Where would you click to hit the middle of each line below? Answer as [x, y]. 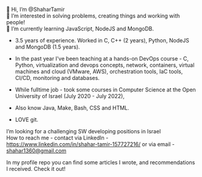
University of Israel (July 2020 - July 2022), [70, 96]
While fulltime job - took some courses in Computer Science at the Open [106, 90]
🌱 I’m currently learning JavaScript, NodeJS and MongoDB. [80, 28]
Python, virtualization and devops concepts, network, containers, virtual [105, 65]
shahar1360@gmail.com [36, 151]
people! [16, 22]
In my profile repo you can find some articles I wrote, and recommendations [101, 162]
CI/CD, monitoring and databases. [57, 78]
